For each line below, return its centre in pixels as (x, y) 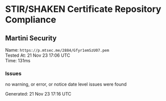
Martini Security (31, 38)
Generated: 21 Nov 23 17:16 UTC (38, 94)
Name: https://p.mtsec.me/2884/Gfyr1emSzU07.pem (57, 50)
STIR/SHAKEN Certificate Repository (83, 9)
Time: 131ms (18, 60)
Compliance (31, 20)
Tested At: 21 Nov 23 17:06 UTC (38, 55)
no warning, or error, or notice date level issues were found (66, 84)
